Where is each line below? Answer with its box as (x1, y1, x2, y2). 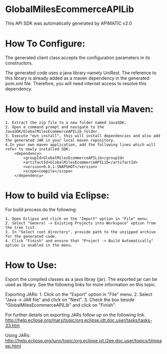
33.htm (5, 322, 20, 328)
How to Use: (5, 259, 57, 271)
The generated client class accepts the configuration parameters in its (5, 54, 150, 61)
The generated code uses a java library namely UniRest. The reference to (5, 70, 157, 76)
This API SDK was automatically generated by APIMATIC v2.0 (5, 20, 132, 26)
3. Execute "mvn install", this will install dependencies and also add (5, 133, 160, 138)
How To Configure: (5, 38, 85, 49)
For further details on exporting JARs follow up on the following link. (5, 312, 146, 318)
